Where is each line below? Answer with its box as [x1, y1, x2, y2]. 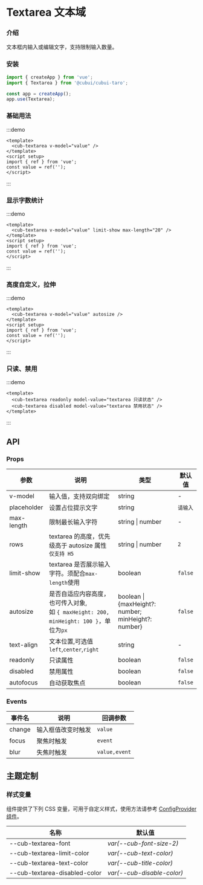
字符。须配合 [49, 569, 86, 578]
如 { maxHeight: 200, [49, 608, 110, 616]
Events [6, 697, 27, 706]
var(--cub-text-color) [108, 849, 173, 858]
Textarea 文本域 [6, 5, 86, 19]
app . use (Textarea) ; [6, 96, 56, 103]
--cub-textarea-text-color [9, 859, 89, 867]
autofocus [9, 678, 38, 687]
